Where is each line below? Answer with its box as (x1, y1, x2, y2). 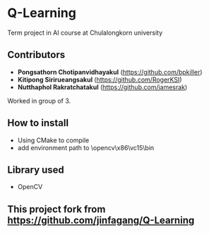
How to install (7, 117, 69, 129)
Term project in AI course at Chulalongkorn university (7, 28, 163, 37)
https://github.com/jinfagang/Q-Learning (7, 214, 195, 226)
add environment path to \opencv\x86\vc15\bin (17, 143, 155, 152)
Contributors (7, 49, 66, 61)
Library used (7, 164, 65, 176)
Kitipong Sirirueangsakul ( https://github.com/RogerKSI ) (17, 75, 182, 84)
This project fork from (7, 203, 106, 215)
